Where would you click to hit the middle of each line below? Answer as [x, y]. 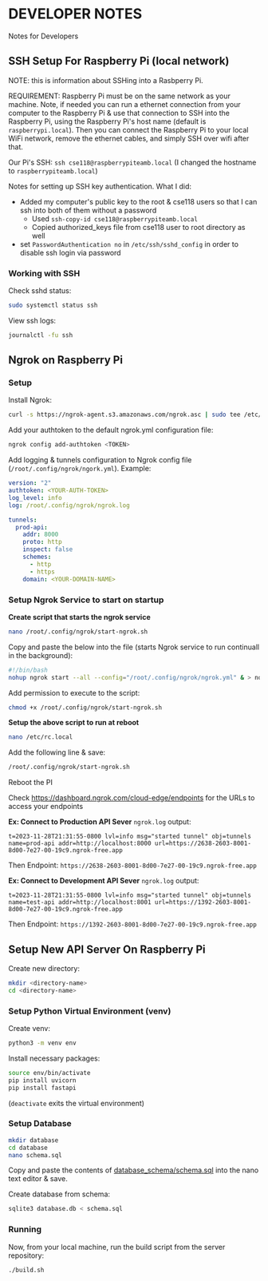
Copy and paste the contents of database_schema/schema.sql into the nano [134, 1170]
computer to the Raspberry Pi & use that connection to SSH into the [119, 113]
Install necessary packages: [54, 1058]
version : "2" [30, 483]
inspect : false [48, 549]
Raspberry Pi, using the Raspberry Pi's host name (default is [107, 121]
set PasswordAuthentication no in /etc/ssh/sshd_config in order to [129, 244]
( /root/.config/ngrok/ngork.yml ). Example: [80, 469]
